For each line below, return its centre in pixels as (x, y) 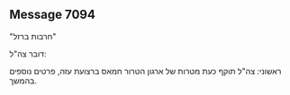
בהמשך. (23, 81)
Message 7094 (53, 15)
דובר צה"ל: (28, 54)
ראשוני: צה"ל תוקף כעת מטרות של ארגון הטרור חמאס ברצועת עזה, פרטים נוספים (145, 71)
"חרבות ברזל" (33, 36)
